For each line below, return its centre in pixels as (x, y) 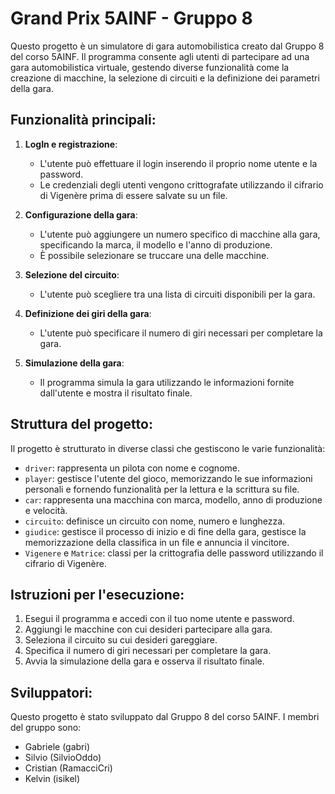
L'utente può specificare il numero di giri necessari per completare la (181, 333)
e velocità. (46, 510)
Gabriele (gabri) (57, 747)
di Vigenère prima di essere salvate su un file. (133, 195)
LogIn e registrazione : (71, 144)
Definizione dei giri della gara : (88, 313)
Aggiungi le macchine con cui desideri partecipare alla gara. (148, 629)
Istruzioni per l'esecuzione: (97, 594)
